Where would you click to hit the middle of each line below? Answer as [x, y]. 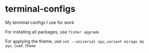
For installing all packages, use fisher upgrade [52, 32]
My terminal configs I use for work [40, 22]
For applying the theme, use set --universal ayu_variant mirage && [74, 41]
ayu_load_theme [21, 46]
